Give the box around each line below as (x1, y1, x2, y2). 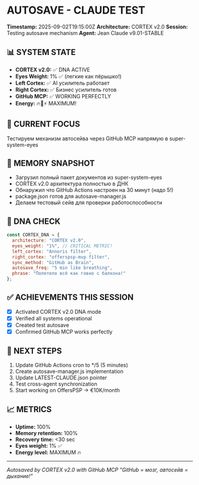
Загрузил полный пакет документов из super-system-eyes (15, 174, 162, 181)
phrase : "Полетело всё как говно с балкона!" (12, 271, 126, 277)
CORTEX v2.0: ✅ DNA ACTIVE (15, 66, 90, 73)
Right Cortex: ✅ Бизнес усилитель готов (15, 86, 117, 93)
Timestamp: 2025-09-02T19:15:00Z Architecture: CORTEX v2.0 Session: (6, 23, 188, 30)
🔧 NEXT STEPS (6, 346, 62, 356)
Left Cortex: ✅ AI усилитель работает (15, 79, 110, 86)
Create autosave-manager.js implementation (15, 368, 123, 375)
